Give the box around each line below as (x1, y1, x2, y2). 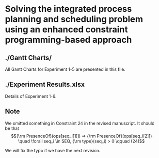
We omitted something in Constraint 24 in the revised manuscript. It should (5, 120, 155, 126)
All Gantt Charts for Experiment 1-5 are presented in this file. (5, 66, 126, 72)
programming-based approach (5, 34, 132, 46)
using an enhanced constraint (5, 24, 128, 35)
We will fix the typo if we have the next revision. (5, 147, 101, 153)
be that (5, 125, 19, 131)
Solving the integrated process (5, 3, 132, 15)
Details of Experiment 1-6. (5, 93, 57, 99)
